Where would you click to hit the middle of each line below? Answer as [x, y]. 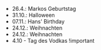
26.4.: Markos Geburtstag [44, 9]
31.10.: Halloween [34, 15]
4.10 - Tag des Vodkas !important [53, 41]
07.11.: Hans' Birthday [38, 21]
